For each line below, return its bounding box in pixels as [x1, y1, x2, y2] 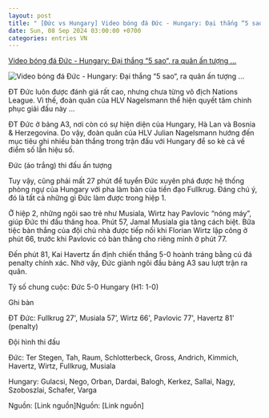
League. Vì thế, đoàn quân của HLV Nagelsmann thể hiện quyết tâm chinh [8, 95, 252, 105]
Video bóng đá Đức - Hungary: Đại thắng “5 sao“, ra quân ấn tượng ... [8, 56, 237, 66]
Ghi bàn [8, 298, 34, 307]
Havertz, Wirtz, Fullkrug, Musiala [8, 361, 116, 371]
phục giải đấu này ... [8, 104, 75, 114]
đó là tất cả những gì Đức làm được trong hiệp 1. [8, 193, 167, 203]
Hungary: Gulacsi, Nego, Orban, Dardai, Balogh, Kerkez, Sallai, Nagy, [8, 377, 236, 387]
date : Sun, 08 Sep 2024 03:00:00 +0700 [8, 26, 142, 34]
